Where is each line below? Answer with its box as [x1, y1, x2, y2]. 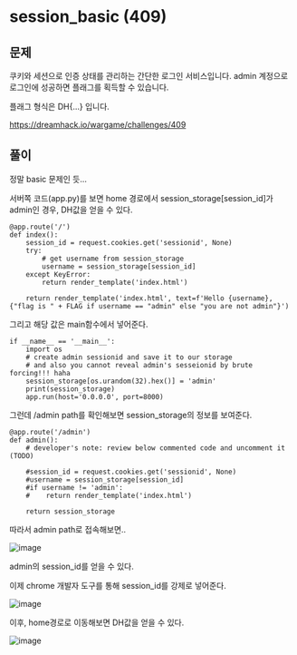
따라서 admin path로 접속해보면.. [9, 523, 127, 534]
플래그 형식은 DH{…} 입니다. [9, 102, 110, 112]
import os [25, 345, 63, 354]
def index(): [9, 230, 59, 240]
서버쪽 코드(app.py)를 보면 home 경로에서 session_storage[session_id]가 [9, 192, 273, 203]
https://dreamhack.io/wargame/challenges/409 [9, 120, 187, 130]
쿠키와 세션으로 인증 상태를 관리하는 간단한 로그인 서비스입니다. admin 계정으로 [9, 71, 288, 81]
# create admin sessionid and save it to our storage [25, 352, 233, 362]
